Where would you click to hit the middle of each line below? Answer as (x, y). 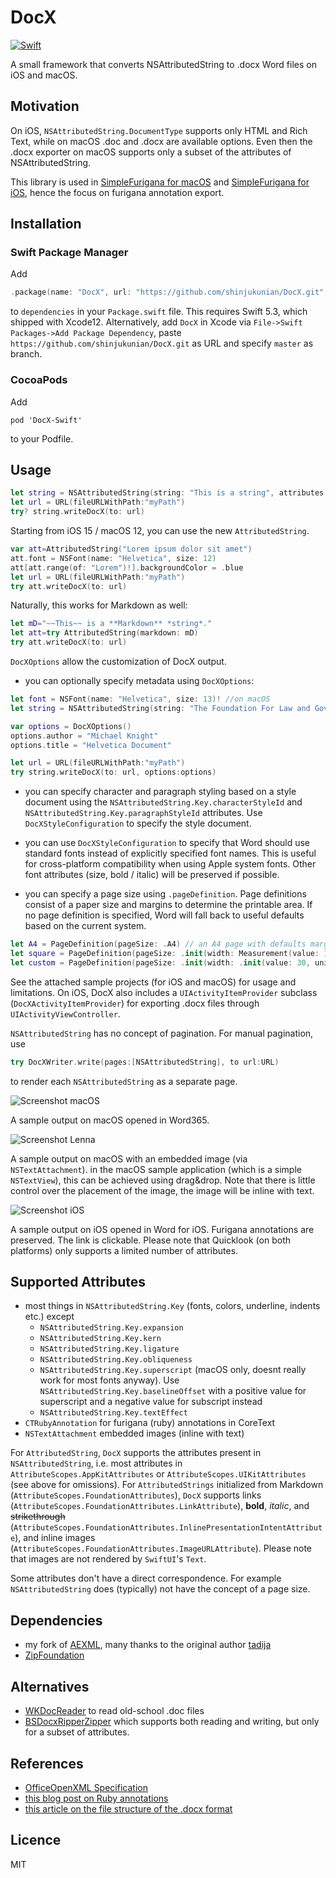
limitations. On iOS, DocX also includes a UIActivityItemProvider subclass (164, 992)
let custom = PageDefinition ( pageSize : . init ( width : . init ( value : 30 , (160, 962)
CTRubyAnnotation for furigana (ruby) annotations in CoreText (150, 1423)
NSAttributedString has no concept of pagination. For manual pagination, (162, 1033)
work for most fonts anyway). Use (109, 1380)
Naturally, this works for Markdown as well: (99, 605)
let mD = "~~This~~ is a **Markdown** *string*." (111, 624)
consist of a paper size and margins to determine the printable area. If (168, 905)
